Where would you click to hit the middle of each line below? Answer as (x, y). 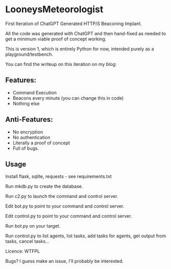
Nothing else (26, 103)
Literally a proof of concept (41, 143)
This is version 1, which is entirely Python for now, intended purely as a (80, 49)
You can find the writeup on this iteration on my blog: (61, 64)
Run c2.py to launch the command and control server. (62, 196)
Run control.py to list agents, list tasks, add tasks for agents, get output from (86, 236)
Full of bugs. (26, 148)
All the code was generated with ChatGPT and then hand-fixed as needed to (86, 33)
